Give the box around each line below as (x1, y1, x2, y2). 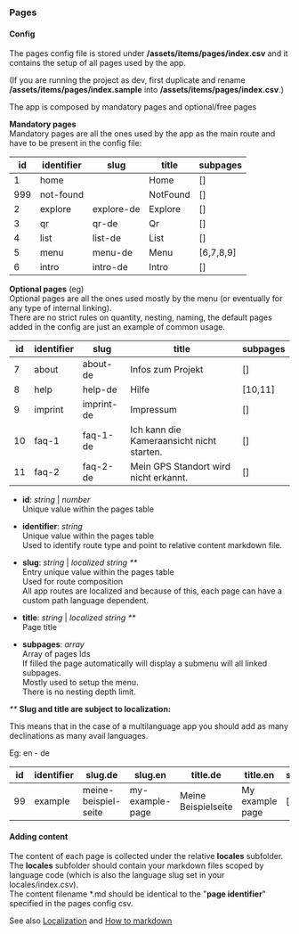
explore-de (92, 203, 141, 216)
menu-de (92, 247, 133, 259)
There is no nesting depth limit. (21, 686, 136, 697)
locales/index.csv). (9, 880, 78, 890)
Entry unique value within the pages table (21, 567, 175, 578)
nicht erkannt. (130, 471, 189, 484)
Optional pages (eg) (9, 283, 85, 295)
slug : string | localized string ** (21, 557, 138, 568)
